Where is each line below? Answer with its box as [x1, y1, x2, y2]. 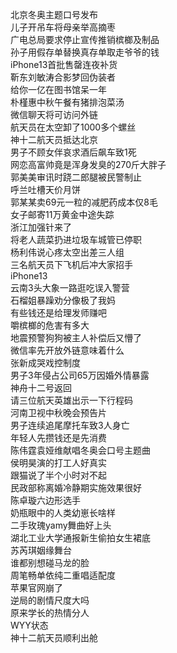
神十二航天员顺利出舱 [10, 632, 98, 643]
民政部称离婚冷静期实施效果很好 [10, 482, 142, 493]
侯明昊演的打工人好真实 [10, 457, 107, 468]
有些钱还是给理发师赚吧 [10, 307, 107, 318]
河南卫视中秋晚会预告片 [10, 407, 107, 418]
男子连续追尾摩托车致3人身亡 [10, 419, 130, 431]
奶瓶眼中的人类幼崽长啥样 [10, 507, 116, 518]
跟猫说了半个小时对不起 [10, 469, 107, 481]
